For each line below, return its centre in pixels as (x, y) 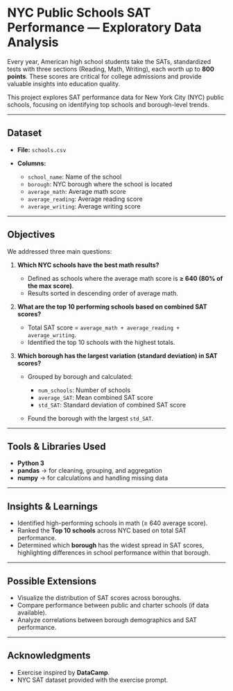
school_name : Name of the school (75, 177)
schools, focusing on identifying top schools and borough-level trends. (108, 104)
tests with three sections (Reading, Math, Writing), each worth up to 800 (111, 69)
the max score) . (51, 286)
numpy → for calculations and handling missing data (93, 478)
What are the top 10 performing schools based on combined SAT (112, 307)
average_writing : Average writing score (84, 206)
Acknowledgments (49, 656)
